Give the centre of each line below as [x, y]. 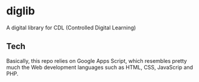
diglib [21, 11]
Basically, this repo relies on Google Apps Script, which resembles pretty [96, 60]
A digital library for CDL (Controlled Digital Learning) [71, 28]
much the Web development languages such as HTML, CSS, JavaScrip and [100, 67]
